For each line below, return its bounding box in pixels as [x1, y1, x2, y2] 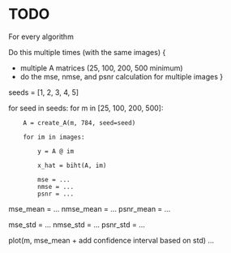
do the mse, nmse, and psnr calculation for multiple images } [19, 71, 224, 81]
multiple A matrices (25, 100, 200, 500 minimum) [19, 62, 184, 73]
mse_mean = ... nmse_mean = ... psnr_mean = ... [8, 204, 171, 213]
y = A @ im [37, 147, 75, 155]
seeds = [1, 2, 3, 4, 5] [8, 87, 79, 97]
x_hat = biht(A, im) [37, 161, 107, 169]
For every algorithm [8, 32, 75, 41]
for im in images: [23, 133, 85, 141]
